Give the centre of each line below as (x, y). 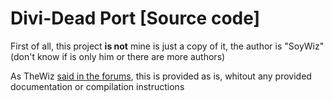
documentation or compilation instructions (97, 86)
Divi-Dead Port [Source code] (135, 18)
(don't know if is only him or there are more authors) (118, 56)
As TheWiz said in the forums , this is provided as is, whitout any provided (161, 76)
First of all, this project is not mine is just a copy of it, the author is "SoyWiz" (167, 46)
